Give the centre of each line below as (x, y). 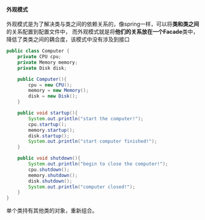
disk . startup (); (49, 136)
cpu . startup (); (48, 124)
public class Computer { (38, 51)
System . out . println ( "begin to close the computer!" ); (98, 164)
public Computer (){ (42, 79)
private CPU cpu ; (39, 57)
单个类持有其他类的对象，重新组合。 (52, 211)
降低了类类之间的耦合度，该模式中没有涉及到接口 (68, 39)
